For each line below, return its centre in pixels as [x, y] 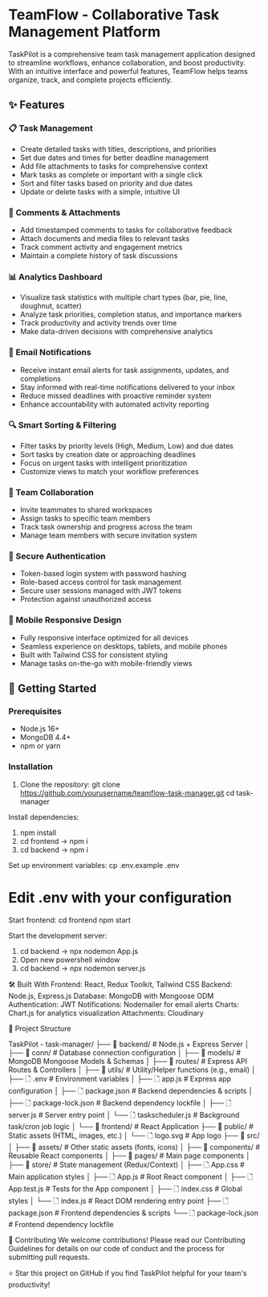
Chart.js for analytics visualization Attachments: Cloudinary [106, 1013]
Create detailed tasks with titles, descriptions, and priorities [118, 149]
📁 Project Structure [40, 1028]
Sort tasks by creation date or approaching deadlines [108, 454]
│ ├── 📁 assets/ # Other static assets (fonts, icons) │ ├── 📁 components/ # [134, 1147]
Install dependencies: [44, 816]
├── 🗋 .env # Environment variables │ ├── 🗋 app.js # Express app [120, 1078]
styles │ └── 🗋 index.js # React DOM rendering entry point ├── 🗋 [118, 1201]
